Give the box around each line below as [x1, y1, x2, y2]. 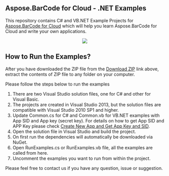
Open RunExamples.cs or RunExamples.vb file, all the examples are [12, 144, 153, 151]
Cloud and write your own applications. [5, 28, 87, 34]
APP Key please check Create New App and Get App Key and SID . [12, 123, 150, 129]
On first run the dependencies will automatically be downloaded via [12, 134, 153, 140]
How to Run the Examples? [5, 53, 91, 61]
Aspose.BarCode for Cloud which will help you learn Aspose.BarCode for [5, 23, 157, 29]
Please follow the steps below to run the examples [5, 81, 110, 87]
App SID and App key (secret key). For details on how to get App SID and [12, 117, 164, 123]
